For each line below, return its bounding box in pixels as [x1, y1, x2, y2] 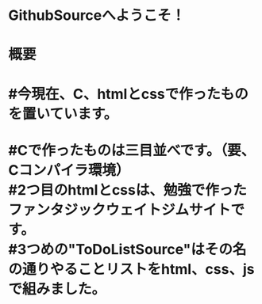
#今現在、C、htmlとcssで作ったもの [8, 85, 249, 103]
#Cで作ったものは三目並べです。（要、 [8, 141, 256, 159]
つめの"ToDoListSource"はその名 [26, 240, 247, 258]
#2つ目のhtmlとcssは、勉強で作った [8, 180, 248, 199]
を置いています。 [8, 104, 118, 123]
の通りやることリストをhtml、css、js [8, 260, 255, 278]
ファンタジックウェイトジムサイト [8, 200, 232, 218]
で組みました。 [8, 279, 106, 298]
